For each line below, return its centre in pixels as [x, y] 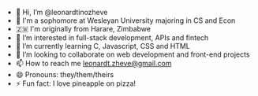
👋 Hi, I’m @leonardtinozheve [62, 12]
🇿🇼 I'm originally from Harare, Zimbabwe [83, 29]
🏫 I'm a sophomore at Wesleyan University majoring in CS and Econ [125, 20]
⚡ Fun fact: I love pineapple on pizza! [76, 83]
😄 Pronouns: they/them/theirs [65, 74]
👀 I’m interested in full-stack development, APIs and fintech [112, 38]
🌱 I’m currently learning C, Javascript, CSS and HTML [103, 46]
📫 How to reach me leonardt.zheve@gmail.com [93, 63]
